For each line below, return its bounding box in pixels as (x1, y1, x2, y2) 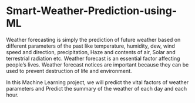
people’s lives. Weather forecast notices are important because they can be (6, 61, 189, 68)
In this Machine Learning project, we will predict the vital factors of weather (6, 78, 189, 86)
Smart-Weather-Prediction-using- (6, 4, 177, 18)
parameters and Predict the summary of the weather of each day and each (6, 85, 187, 92)
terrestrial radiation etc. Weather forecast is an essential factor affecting (6, 55, 180, 62)
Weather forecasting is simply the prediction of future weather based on (6, 36, 181, 43)
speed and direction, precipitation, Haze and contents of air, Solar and (6, 48, 176, 55)
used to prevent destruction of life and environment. (6, 67, 132, 74)
